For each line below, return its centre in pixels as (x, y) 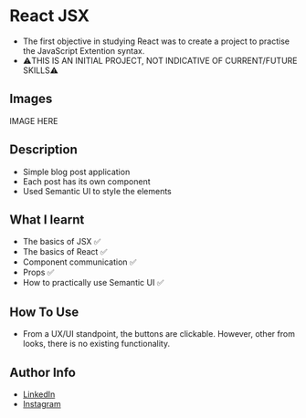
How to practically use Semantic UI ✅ (93, 283)
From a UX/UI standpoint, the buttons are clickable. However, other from (158, 334)
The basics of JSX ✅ (62, 242)
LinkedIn (39, 394)
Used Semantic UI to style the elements (97, 191)
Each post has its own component (86, 181)
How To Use (44, 312)
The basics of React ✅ (65, 252)
